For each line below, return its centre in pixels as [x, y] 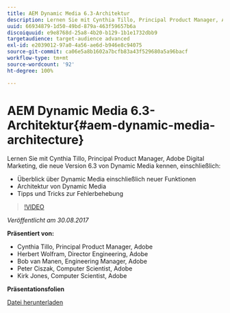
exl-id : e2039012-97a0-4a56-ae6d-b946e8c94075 [75, 45]
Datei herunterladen [35, 303]
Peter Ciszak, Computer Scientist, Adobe [75, 268]
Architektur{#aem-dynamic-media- [111, 125]
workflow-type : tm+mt [38, 58]
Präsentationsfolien [36, 289]
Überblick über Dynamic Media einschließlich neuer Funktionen [106, 179]
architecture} [46, 139]
